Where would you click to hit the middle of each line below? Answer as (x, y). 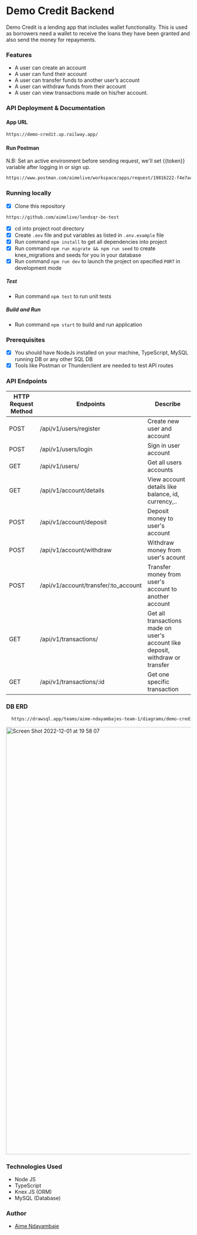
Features (19, 55)
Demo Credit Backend (60, 11)
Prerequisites (26, 340)
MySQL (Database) (38, 1198)
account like (164, 643)
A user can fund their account (50, 74)
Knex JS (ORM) (33, 1191)
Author (16, 1213)
